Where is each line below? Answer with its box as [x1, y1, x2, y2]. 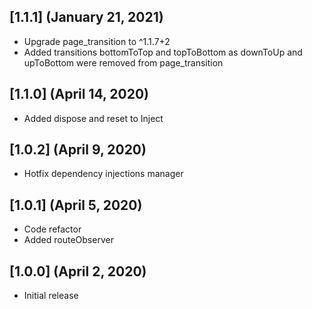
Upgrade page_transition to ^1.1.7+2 [23, 35, 171, 47]
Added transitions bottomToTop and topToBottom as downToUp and [23, 46, 303, 58]
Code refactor [23, 223, 82, 235]
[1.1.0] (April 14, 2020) [9, 86, 150, 103]
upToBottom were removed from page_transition [23, 56, 224, 69]
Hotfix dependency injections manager [23, 168, 184, 180]
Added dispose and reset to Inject [23, 112, 164, 124]
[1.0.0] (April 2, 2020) [9, 263, 147, 280]
